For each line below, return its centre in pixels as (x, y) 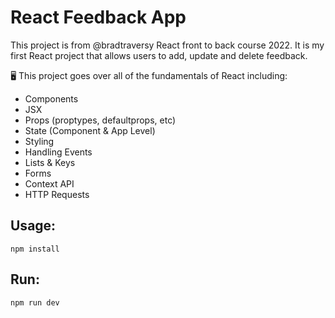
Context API (49, 183)
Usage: (33, 226)
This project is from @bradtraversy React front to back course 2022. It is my (167, 45)
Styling (39, 141)
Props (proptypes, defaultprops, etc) (100, 120)
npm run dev (35, 302)
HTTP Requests (57, 194)
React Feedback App (98, 17)
